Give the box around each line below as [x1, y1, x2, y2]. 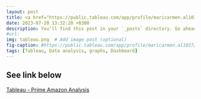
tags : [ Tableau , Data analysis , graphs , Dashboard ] [6, 48, 138, 54]
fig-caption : [6, 43, 39, 49]
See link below [6, 70, 62, 80]
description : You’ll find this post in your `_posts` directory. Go [6, 25, 181, 32]
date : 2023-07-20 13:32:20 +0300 [6, 20, 90, 26]
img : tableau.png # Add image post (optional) [6, 37, 127, 43]
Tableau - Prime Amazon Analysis [6, 86, 90, 93]
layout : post [6, 8, 39, 15]
